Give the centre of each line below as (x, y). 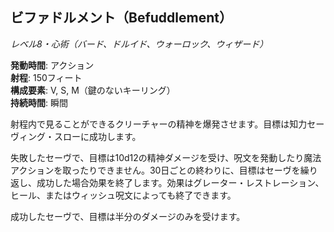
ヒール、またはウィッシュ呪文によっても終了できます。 (123, 195)
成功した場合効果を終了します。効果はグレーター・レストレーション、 (180, 182)
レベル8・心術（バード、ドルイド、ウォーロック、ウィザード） (139, 44)
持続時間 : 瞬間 (39, 102)
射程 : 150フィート (46, 77)
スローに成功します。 (97, 136)
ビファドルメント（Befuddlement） (121, 18)
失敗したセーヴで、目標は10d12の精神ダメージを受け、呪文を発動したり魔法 (166, 157)
